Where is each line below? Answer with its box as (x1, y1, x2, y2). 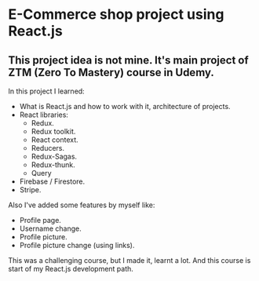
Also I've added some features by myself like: (8, 200, 155, 210)
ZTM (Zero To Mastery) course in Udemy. (8, 65, 214, 79)
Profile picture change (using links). (19, 241, 135, 250)
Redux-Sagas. (31, 151, 77, 161)
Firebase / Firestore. (19, 177, 86, 186)
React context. (31, 135, 78, 144)
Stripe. (19, 185, 42, 194)
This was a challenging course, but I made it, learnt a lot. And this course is (8, 256, 251, 265)
